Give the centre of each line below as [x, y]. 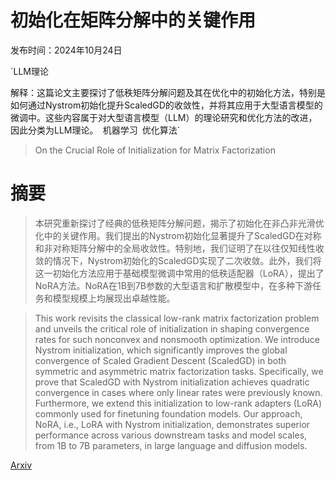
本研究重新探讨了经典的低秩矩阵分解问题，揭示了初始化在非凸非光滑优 [179, 223]
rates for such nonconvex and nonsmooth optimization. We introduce [177, 339]
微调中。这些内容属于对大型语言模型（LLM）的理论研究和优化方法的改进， [164, 117]
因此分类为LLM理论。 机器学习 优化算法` [95, 130]
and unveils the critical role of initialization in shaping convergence [172, 328]
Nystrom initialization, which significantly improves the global [161, 350]
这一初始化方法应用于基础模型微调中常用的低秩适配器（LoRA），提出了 [179, 273]
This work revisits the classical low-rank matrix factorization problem [177, 318]
